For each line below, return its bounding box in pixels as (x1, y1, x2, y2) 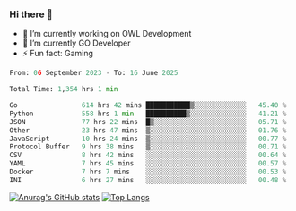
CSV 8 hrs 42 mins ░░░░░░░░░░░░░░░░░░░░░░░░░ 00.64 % (9, 151, 287, 160)
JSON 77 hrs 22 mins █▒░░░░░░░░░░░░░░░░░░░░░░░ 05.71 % (9, 117, 287, 126)
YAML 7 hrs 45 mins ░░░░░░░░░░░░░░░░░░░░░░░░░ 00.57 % (9, 159, 287, 168)
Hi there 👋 (9, 8, 54, 21)
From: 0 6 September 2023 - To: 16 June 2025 (9, 69, 178, 78)
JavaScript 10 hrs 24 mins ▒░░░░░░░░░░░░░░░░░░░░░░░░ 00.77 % (9, 134, 287, 143)
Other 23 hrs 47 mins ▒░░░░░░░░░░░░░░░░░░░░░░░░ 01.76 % (9, 125, 287, 135)
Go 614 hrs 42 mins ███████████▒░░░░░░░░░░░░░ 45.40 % (9, 101, 287, 110)
